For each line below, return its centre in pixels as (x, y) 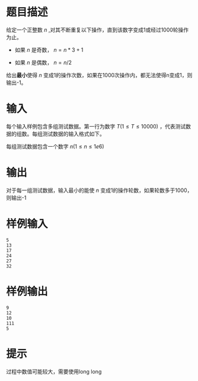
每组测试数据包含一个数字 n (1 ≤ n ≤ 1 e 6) (55, 146)
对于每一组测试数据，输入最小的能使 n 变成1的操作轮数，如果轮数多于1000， (99, 190)
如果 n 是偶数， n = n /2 (43, 62)
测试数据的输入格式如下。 (74, 134)
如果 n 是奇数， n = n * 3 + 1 (49, 50)
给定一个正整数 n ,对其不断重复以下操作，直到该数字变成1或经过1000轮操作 (98, 30)
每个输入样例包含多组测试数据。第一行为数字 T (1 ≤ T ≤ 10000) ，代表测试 (96, 126)
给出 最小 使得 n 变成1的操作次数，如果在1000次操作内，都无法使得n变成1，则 (99, 75)
